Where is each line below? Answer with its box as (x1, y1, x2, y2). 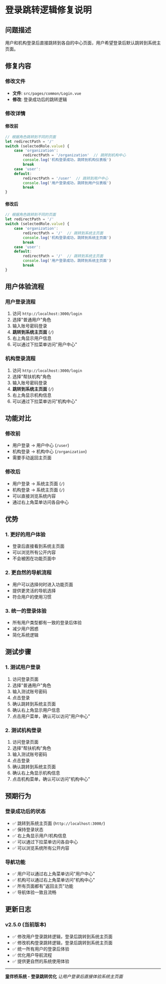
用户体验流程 (5, 283, 44, 291)
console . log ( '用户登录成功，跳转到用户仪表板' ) (23, 180, 112, 186)
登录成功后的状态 (5, 808, 46, 815)
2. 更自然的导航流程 (5, 569, 52, 576)
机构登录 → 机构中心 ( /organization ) (12, 448, 87, 454)
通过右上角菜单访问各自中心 (12, 499, 69, 505)
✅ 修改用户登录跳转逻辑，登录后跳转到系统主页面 (12, 934, 113, 939)
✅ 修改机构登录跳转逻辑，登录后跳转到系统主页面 (12, 939, 113, 945)
